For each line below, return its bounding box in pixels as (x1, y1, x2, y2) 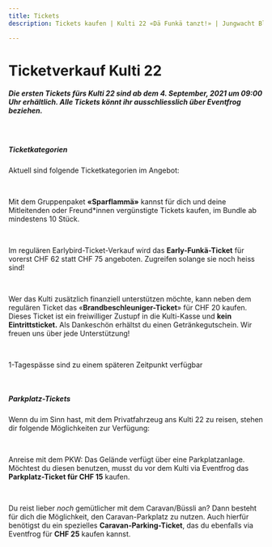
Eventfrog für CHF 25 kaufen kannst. (8, 528, 131, 539)
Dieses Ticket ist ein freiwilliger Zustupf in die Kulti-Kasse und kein (8, 311, 232, 321)
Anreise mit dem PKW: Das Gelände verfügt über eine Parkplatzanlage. (8, 455, 245, 464)
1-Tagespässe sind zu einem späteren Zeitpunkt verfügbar (8, 360, 203, 370)
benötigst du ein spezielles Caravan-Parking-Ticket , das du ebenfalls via (8, 520, 253, 530)
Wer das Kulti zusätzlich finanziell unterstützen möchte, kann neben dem (8, 293, 252, 304)
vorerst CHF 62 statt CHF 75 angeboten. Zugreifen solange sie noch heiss (8, 254, 255, 263)
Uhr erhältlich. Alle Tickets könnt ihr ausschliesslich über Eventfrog (8, 97, 241, 107)
